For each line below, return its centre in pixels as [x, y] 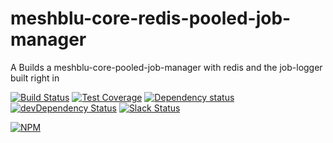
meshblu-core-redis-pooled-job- [151, 18]
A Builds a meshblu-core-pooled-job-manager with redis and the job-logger [166, 67]
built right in [35, 78]
